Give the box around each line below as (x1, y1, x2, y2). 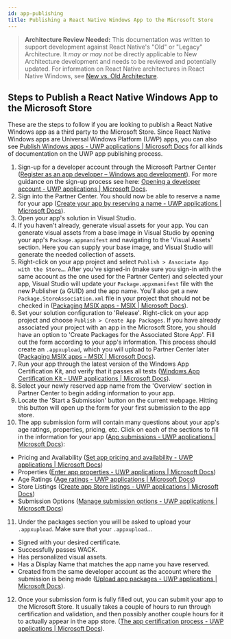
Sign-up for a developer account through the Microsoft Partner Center (17, 163, 217, 172)
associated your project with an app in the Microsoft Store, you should (17, 323, 217, 332)
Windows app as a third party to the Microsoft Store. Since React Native (8, 128, 211, 136)
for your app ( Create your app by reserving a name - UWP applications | (17, 200, 222, 208)
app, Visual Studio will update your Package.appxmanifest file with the (17, 279, 214, 288)
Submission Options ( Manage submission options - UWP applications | (17, 497, 218, 505)
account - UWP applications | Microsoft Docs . (17, 185, 148, 193)
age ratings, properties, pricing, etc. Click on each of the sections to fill (17, 426, 219, 434)
